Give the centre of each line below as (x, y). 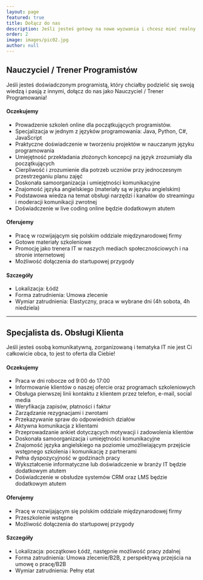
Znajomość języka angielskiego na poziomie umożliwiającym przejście (103, 445)
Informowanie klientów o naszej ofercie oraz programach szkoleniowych (105, 387)
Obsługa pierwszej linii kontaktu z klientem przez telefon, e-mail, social (103, 394)
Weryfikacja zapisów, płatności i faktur (63, 406)
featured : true (25, 18)
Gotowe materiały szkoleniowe (53, 242)
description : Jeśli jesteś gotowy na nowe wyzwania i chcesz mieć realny (101, 29)
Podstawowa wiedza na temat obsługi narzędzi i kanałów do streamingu (105, 195)
